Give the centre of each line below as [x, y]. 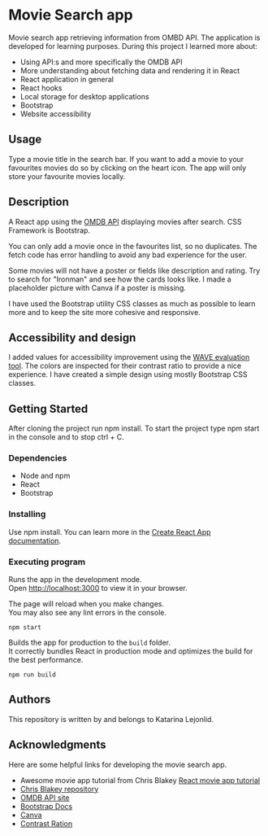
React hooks [41, 88]
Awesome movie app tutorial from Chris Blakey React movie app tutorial [140, 780]
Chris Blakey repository [59, 789]
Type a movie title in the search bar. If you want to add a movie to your [126, 159]
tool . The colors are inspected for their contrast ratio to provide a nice [125, 366]
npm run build [32, 675]
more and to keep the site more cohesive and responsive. [104, 312]
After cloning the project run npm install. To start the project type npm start [134, 428]
